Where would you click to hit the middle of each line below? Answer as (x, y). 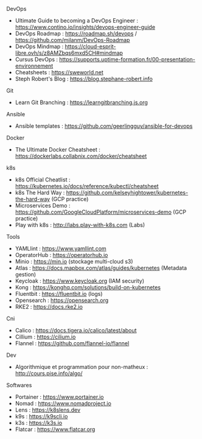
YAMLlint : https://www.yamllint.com (61, 248)
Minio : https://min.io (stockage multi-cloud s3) (74, 262)
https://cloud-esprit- (91, 46)
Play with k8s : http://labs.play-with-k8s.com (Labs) (80, 225)
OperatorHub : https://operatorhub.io (61, 255)
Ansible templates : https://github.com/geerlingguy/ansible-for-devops (104, 126)
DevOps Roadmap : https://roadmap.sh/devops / (76, 33)
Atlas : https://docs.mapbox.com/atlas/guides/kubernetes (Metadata (101, 268)
